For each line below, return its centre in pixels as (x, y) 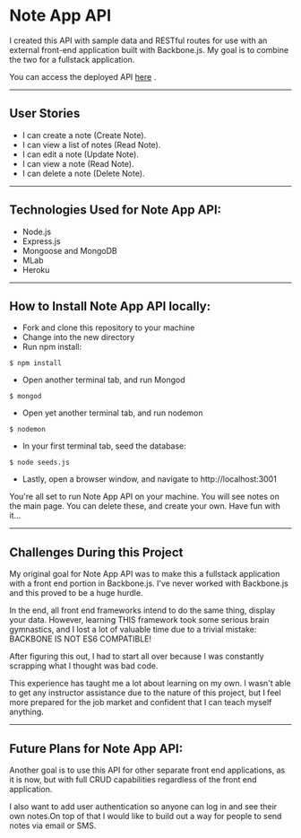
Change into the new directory (78, 337)
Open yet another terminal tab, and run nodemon (112, 413)
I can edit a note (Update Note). (80, 154)
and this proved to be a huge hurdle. (76, 593)
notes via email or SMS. (53, 825)
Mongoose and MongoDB (70, 250)
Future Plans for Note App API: (96, 749)
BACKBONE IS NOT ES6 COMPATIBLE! (81, 639)
